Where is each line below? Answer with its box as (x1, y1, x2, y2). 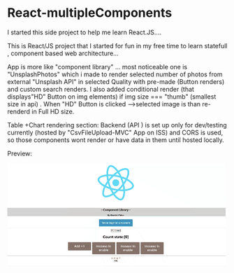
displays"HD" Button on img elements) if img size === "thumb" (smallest (7, 92, 217, 101)
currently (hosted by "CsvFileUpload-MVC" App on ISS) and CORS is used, (7, 128, 224, 136)
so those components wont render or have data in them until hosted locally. (7, 135, 225, 144)
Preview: (7, 149, 33, 157)
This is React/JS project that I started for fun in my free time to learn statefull (7, 41, 228, 50)
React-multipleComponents (7, 5, 173, 21)
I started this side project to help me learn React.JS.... (7, 28, 162, 36)
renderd (7, 107, 30, 115)
